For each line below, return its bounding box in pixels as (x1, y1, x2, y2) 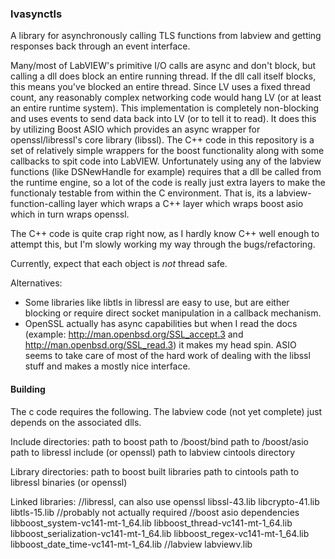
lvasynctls (10, 7, 63, 21)
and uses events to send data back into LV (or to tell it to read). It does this (10, 113, 317, 125)
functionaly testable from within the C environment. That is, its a (10, 187, 275, 199)
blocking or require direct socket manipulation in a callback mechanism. (24, 307, 322, 319)
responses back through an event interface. (10, 40, 191, 52)
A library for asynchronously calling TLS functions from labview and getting (10, 30, 322, 42)
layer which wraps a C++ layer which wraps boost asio (77, 198, 304, 210)
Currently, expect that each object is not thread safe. (10, 258, 228, 270)
